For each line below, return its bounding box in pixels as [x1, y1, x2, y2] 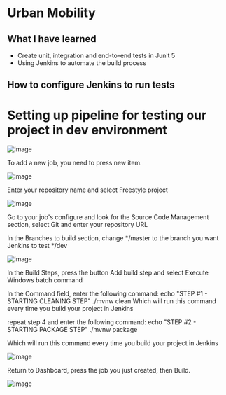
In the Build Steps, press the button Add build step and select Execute [7, 268, 209, 277]
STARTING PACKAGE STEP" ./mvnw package [7, 326, 138, 334]
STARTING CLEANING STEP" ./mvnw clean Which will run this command [7, 297, 217, 305]
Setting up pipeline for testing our [7, 107, 207, 123]
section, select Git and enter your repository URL [7, 221, 148, 229]
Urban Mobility [7, 5, 96, 21]
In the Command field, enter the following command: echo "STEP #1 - [7, 289, 208, 298]
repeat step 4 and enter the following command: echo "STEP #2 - [7, 318, 197, 326]
